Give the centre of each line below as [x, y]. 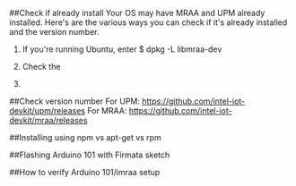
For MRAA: [107, 110]
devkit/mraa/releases [48, 120]
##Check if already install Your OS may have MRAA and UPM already [137, 13]
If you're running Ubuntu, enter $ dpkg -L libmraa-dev [122, 49]
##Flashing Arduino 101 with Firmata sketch [90, 155]
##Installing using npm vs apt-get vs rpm [85, 137]
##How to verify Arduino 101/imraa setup [85, 172]
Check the [41, 67]
